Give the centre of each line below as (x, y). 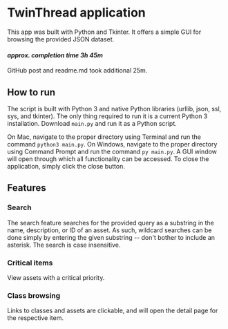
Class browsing (34, 295)
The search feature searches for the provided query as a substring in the (111, 223)
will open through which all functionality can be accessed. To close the (108, 159)
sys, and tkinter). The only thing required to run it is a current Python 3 (107, 116)
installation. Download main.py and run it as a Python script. (92, 123)
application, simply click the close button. (66, 166)
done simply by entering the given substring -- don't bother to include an (111, 237)
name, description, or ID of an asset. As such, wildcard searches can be (110, 230)
